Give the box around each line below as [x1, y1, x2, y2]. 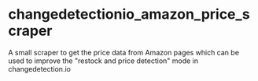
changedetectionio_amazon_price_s [8, 5, 250, 23]
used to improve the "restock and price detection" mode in [8, 56, 199, 65]
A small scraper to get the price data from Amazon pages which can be [8, 48, 240, 57]
